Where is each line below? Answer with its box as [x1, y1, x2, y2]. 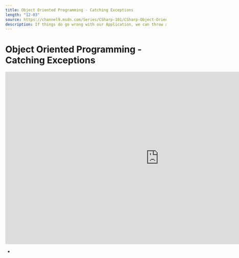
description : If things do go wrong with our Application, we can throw [5, 21, 163, 27]
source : [5, 17, 22, 22]
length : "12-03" [5, 12, 40, 17]
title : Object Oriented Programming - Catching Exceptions [5, 7, 134, 13]
